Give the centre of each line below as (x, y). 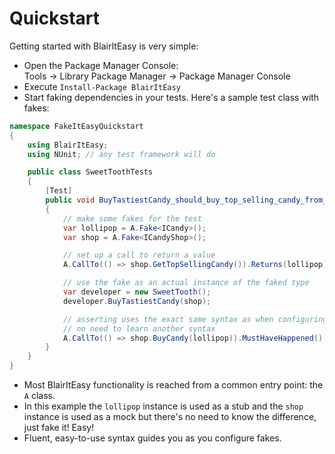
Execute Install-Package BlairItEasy (102, 86)
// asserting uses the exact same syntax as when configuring (195, 319)
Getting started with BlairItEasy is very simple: (104, 46)
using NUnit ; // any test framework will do (121, 154)
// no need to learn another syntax (139, 328)
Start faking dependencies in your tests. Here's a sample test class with (171, 97)
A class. (39, 396)
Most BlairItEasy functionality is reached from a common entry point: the (173, 385)
